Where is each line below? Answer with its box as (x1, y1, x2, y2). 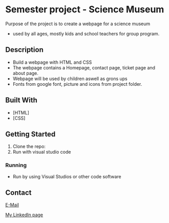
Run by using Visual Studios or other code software (12, 173, 121, 179)
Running (5, 162, 27, 169)
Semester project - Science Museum (5, 4, 164, 15)
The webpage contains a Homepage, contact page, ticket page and (12, 64, 155, 70)
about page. (12, 70, 38, 76)
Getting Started (5, 129, 56, 138)
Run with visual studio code (12, 149, 71, 155)
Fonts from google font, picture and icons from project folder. (12, 81, 142, 87)
